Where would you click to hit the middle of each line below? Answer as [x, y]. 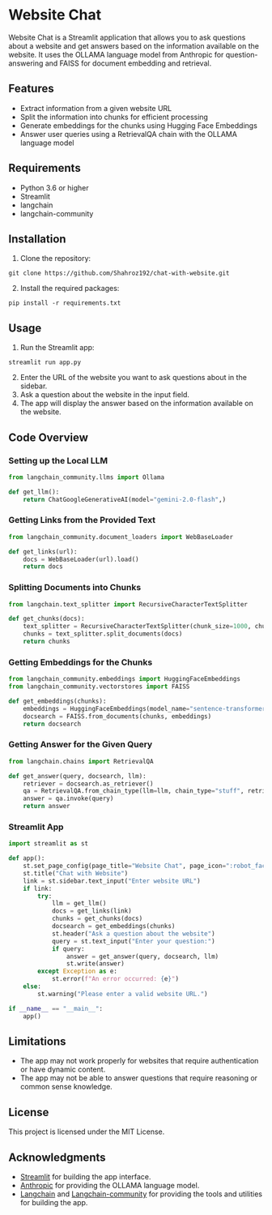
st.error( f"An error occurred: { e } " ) [115, 979]
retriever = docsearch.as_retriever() [88, 784]
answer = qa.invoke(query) [68, 799]
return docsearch [52, 724]
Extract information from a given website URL [96, 108]
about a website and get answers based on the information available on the [134, 45]
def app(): [27, 858]
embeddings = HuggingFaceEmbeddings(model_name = [106, 708]
